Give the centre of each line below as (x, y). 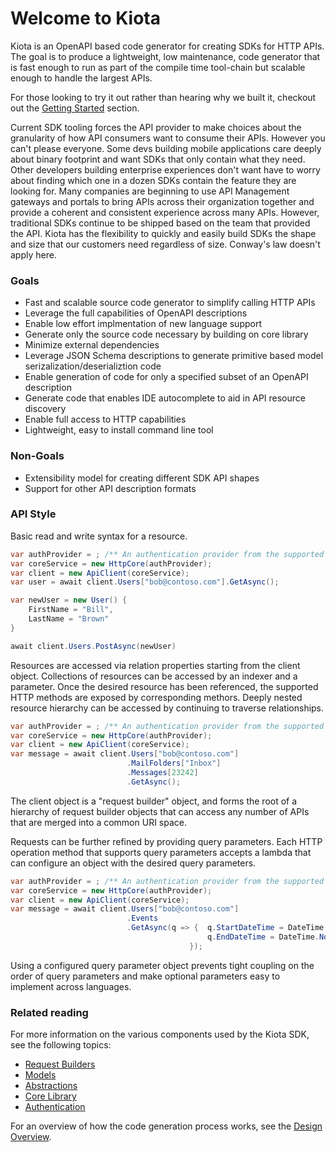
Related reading (49, 1012)
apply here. (33, 254)
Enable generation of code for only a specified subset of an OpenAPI (166, 377)
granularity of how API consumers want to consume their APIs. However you (168, 138)
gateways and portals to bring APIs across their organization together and (162, 201)
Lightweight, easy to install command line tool (119, 430)
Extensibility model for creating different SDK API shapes (142, 478)
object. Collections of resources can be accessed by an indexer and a (154, 676)
